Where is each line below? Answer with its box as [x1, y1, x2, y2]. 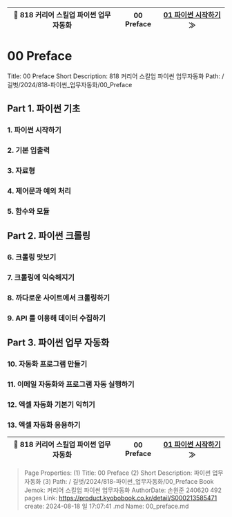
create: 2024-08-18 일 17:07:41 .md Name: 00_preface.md [23, 502, 189, 511]
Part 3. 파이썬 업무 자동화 [7, 337, 110, 349]
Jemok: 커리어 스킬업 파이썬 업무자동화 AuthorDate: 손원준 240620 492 [23, 486, 222, 494]
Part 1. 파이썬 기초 [7, 103, 81, 115]
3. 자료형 [7, 166, 36, 176]
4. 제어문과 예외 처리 [7, 186, 71, 196]
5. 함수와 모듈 [7, 206, 50, 216]
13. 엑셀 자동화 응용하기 [7, 420, 81, 430]
